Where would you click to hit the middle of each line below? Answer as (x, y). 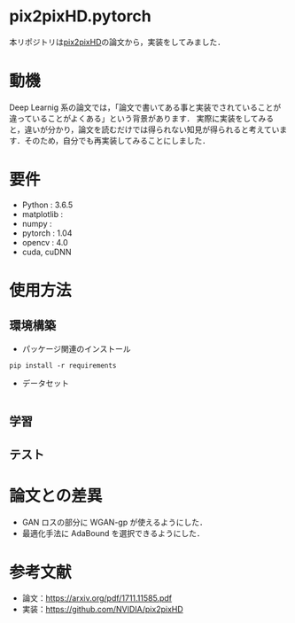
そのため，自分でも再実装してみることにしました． (117, 140)
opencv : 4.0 (45, 242)
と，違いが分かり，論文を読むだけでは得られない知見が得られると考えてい (144, 129)
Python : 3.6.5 (47, 205)
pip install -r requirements (63, 365)
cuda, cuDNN (47, 252)
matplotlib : (43, 214)
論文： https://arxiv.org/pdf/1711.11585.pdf (97, 598)
